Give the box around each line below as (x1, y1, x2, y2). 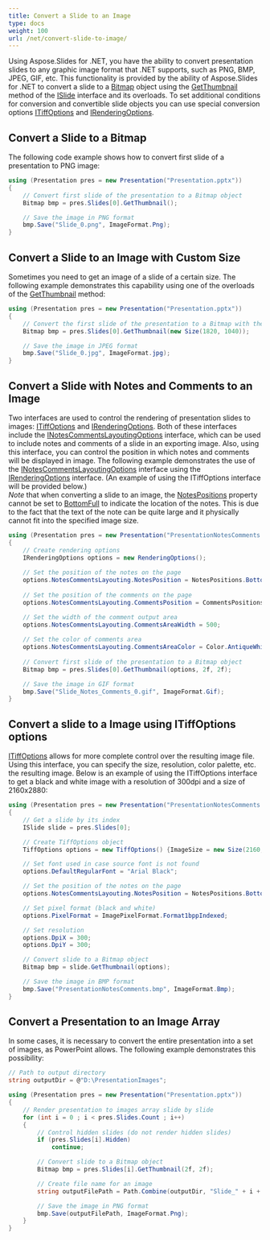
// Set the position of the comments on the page (22, 591, 193, 599)
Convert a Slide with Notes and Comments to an (8, 379, 253, 393)
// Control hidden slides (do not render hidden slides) (37, 1128, 231, 1136)
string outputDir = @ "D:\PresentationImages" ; (8, 1077, 167, 1085)
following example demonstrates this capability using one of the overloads (8, 281, 255, 290)
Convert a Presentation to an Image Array (8, 1015, 221, 1029)
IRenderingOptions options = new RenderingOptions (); (22, 553, 207, 562)
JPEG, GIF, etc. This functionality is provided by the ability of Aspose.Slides (8, 73, 259, 83)
